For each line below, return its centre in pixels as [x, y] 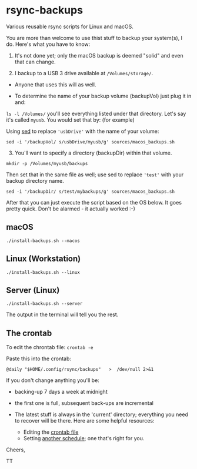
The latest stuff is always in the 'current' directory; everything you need [101, 414]
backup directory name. [35, 180]
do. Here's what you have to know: [48, 44]
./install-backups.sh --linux [43, 272]
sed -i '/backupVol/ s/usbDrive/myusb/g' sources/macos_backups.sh [91, 142]
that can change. [35, 62]
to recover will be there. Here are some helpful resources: [84, 421]
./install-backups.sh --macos [43, 241]
